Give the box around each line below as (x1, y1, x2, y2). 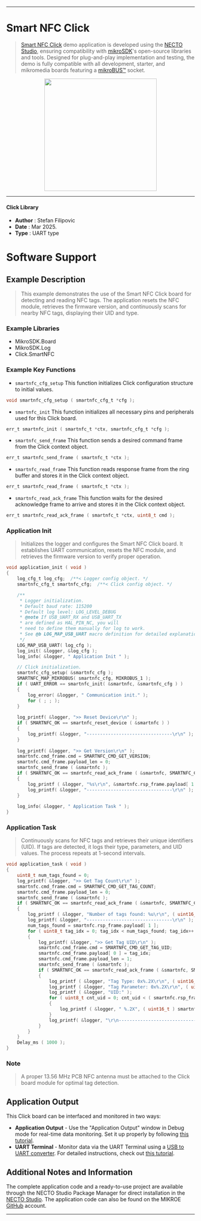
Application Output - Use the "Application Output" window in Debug (14, 1124, 184, 1132)
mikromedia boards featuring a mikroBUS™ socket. (20, 67, 145, 74)
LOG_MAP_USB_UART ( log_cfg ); (17, 642, 93, 648)
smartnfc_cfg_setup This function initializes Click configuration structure (14, 379, 193, 387)
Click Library (6, 203, 39, 210)
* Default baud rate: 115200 (19, 603, 93, 609)
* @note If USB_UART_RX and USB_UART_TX (19, 614, 121, 620)
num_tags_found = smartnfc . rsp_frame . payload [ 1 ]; (28, 922, 160, 928)
